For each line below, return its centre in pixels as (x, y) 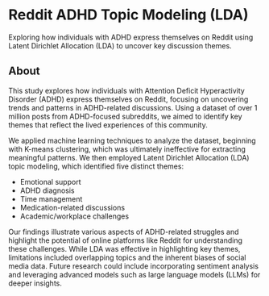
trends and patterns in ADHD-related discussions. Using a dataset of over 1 (133, 107)
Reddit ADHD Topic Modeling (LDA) (128, 15)
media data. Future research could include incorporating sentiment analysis (134, 266)
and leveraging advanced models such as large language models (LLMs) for (134, 274)
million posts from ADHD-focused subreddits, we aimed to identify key (126, 116)
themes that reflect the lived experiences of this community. (108, 125)
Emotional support (50, 181)
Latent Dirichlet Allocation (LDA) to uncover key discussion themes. (120, 45)
